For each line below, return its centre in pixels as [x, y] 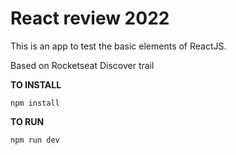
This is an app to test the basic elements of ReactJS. [118, 46]
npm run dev [35, 140]
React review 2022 [90, 18]
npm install [35, 103]
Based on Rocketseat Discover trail [82, 65]
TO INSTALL [36, 84]
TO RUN [27, 121]
